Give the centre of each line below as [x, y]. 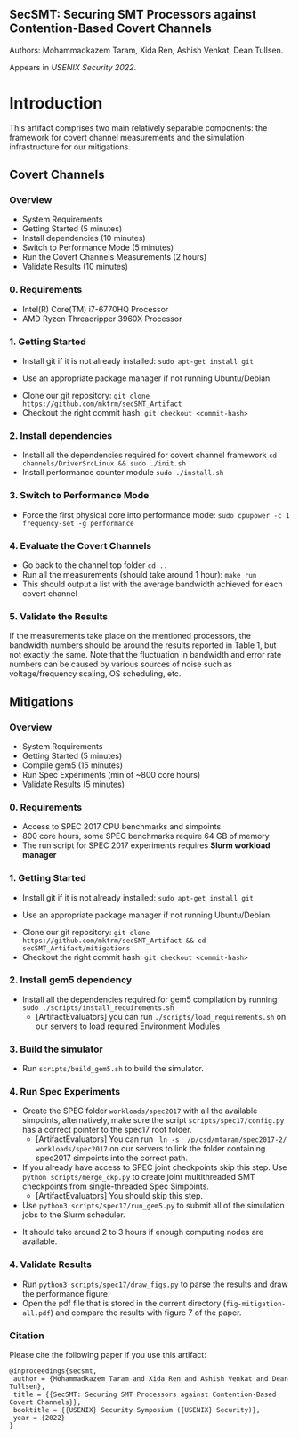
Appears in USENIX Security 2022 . [73, 67]
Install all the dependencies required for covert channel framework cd [149, 455]
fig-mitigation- [256, 1304]
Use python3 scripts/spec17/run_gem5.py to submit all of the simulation [153, 1206]
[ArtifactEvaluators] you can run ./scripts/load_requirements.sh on [161, 1016]
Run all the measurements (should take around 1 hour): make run [139, 574]
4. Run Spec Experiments [65, 1092]
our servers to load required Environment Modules [128, 1026]
